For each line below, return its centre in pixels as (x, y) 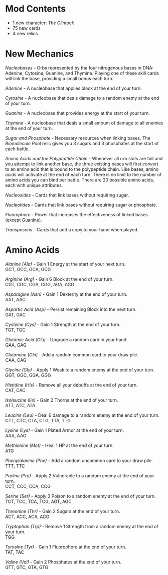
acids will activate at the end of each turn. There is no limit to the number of (83, 174)
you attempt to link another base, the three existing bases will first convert (82, 164)
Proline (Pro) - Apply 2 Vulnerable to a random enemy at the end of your (80, 475)
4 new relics (25, 33)
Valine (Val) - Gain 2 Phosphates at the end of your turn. (63, 562)
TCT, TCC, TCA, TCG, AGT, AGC (38, 501)
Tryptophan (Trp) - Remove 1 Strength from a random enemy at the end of (82, 526)
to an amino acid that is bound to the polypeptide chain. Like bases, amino (82, 169)
